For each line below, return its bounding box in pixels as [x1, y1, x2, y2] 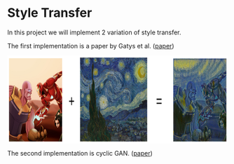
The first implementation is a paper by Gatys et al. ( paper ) [7, 41, 174, 50]
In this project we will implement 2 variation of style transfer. [7, 28, 181, 36]
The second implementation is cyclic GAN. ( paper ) [7, 149, 153, 157]
